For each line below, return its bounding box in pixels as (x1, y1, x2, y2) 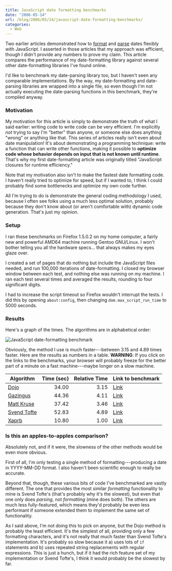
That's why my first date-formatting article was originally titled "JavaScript (5, 157, 162, 163)
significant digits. (5, 281, 42, 287)
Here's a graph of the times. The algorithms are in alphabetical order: (5, 327, 151, 333)
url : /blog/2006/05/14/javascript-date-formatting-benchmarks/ (5, 17, 143, 22)
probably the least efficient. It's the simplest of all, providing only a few (5, 528, 155, 534)
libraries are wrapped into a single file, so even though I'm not (22, 83, 153, 90)
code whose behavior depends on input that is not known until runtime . (5, 151, 160, 157)
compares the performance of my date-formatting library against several (5, 57, 159, 63)
